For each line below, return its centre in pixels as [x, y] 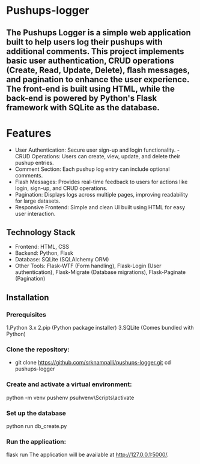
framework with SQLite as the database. [83, 108]
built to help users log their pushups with [85, 42]
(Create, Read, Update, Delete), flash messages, [98, 70]
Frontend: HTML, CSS [42, 247]
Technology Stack [41, 232]
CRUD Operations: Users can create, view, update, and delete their [98, 156]
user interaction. [35, 213]
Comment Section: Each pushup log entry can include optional [92, 169]
